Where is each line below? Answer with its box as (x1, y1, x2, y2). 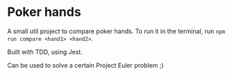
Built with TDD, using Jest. (7, 48, 83, 56)
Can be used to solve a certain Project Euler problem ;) (7, 61, 165, 69)
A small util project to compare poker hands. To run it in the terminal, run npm (7, 27, 226, 35)
